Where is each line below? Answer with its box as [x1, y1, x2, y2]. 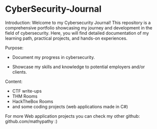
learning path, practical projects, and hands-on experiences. [5, 35, 128, 41]
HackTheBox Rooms [12, 98, 53, 104]
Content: [5, 78, 23, 84]
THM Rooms [12, 93, 38, 99]
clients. [12, 69, 27, 75]
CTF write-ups [12, 88, 42, 94]
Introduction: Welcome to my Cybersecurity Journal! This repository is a [5, 20, 151, 26]
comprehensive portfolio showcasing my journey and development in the [5, 25, 153, 30]
